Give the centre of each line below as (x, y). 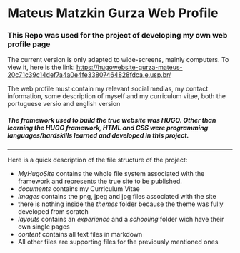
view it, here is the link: (41, 67)
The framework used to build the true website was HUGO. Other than (112, 120)
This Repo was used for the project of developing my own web (117, 36)
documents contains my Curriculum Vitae (79, 189)
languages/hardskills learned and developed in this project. (98, 135)
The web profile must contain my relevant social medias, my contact (108, 89)
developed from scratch (53, 212)
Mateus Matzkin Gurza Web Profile (113, 13)
